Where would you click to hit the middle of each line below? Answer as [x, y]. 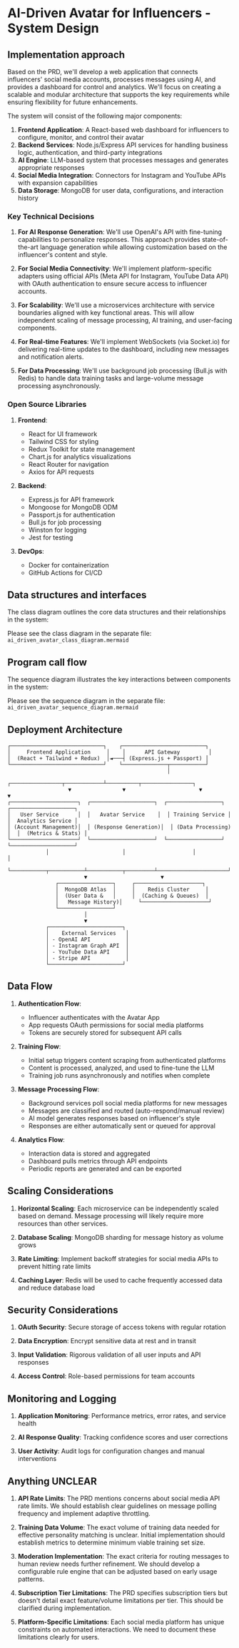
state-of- [215, 240]
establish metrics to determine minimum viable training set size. [111, 1542]
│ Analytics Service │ [43, 821]
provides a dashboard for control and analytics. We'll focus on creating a [114, 87]
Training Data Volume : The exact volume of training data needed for [118, 1527]
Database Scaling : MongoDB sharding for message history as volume [121, 1237]
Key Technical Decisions [51, 216]
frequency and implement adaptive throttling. [84, 1514]
